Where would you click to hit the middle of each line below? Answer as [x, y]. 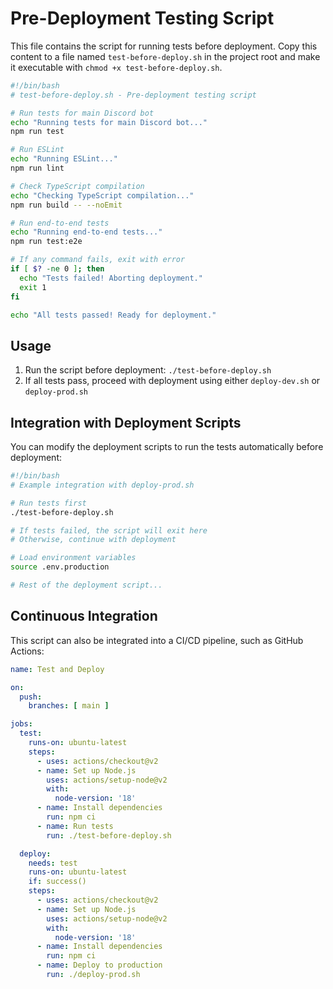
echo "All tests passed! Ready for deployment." [113, 315]
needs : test [53, 863]
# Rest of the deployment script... [86, 585]
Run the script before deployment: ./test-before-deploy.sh [148, 370]
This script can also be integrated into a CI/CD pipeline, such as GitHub [157, 640]
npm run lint [37, 168]
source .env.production [60, 567]
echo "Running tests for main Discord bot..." [109, 122]
